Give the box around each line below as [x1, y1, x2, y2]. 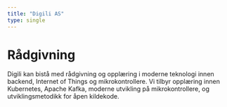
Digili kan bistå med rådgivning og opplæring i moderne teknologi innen [7, 70, 214, 78]
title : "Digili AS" [7, 10, 65, 17]
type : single [7, 17, 46, 24]
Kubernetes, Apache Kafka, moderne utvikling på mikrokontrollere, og [7, 85, 209, 93]
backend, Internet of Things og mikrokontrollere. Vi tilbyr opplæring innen [7, 78, 220, 86]
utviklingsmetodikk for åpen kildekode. [7, 92, 119, 101]
